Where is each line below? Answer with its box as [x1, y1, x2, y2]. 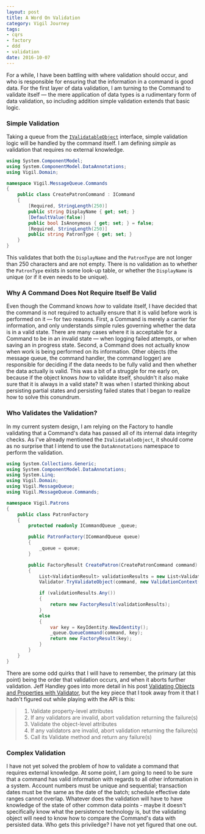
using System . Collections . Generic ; [6, 460, 97, 467]
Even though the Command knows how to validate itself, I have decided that [6, 302, 197, 310]
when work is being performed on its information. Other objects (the [6, 348, 178, 356]
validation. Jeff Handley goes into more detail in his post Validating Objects [6, 682, 195, 690]
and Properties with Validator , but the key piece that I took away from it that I [6, 689, 199, 696]
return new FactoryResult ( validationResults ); [49, 601, 171, 608]
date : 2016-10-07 [6, 54, 51, 61]
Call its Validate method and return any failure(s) [30, 733, 153, 740]
